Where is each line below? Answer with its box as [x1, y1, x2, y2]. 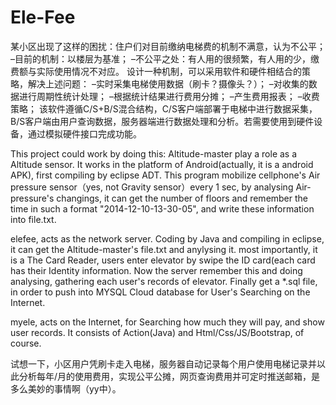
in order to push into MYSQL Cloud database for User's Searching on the [10, 286, 311, 298]
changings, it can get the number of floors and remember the [56, 192, 309, 204]
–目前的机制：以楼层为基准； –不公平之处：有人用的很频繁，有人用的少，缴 [10, 52, 320, 65]
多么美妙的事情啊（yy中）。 [10, 382, 122, 395]
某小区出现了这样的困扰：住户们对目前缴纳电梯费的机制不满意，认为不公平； [10, 40, 326, 52]
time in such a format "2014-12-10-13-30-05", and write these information [10, 202, 315, 215]
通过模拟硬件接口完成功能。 [27, 127, 142, 140]
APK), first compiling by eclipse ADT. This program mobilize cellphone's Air [10, 169, 321, 181]
